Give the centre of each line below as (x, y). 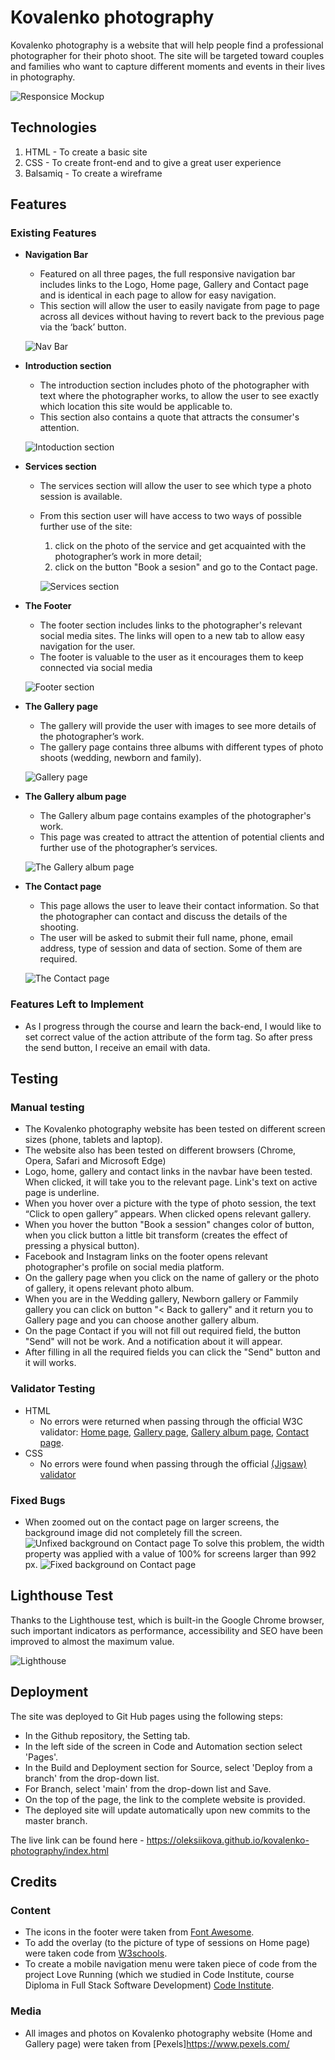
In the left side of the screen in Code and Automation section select (163, 1746)
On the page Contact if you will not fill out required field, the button (163, 1331)
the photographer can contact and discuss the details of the (163, 917)
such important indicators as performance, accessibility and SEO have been (167, 1630)
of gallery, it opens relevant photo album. (109, 1288)
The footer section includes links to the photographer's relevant (171, 625)
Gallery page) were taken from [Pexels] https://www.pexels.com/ (157, 2043)
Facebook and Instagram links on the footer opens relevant (146, 1257)
